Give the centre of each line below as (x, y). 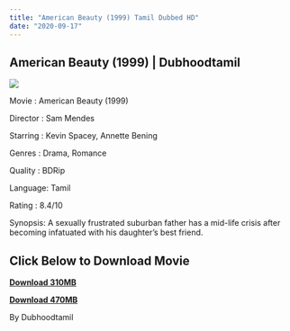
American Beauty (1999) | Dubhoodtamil (125, 63)
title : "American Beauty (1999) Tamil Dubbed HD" (104, 18)
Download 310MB (43, 282)
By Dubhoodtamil (41, 318)
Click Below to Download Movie (100, 260)
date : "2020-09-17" (46, 26)
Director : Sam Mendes (52, 119)
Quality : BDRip (37, 171)
